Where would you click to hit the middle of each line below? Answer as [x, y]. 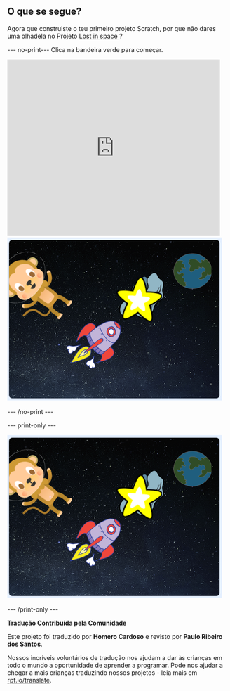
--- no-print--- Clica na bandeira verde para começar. [85, 49]
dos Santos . [25, 644]
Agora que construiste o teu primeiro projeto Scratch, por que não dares [111, 28]
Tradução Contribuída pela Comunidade [67, 623]
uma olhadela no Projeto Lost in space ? [65, 36]
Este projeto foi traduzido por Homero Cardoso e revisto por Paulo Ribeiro [115, 636]
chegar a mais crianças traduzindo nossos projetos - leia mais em [102, 672]
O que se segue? [45, 12]
